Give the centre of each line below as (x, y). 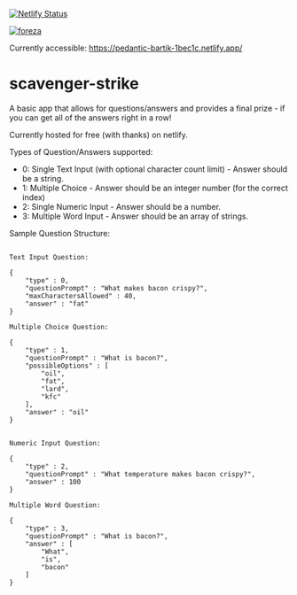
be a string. (43, 178)
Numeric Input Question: (55, 443)
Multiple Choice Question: (59, 327)
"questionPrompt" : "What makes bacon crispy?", (117, 288)
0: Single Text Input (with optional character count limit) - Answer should (155, 169)
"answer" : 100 (53, 482)
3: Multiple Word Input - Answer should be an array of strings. (135, 216)
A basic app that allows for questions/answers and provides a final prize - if (147, 108)
